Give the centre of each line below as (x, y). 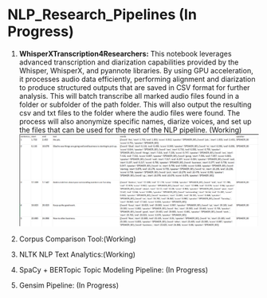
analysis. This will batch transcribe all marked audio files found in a (129, 96)
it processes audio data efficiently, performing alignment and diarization (137, 79)
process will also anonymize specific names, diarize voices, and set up (135, 121)
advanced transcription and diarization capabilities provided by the (129, 62)
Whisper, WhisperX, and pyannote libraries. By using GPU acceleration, (136, 70)
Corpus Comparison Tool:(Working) (77, 239)
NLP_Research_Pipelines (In (102, 15)
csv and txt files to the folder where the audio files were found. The (130, 112)
